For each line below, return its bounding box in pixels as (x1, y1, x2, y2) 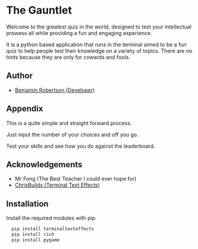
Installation (6, 199, 49, 209)
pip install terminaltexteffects (11, 226, 95, 232)
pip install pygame (11, 237, 60, 243)
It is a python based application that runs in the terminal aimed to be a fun (6, 41, 187, 48)
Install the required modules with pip (6, 215, 96, 222)
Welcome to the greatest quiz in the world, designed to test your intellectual (6, 23, 192, 30)
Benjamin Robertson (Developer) (14, 87, 95, 94)
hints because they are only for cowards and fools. (6, 53, 131, 60)
